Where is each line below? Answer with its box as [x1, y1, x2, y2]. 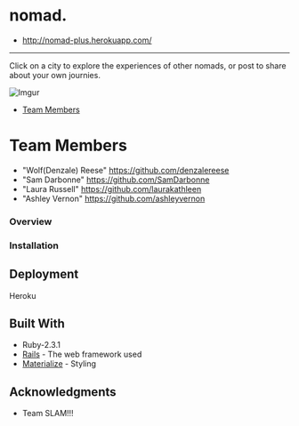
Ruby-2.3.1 [21, 340, 61, 350]
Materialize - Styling [21, 358, 96, 369]
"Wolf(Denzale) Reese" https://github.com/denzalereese [21, 165, 230, 175]
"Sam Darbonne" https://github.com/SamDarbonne [21, 174, 210, 185]
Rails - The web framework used [21, 349, 142, 360]
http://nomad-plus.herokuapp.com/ [21, 35, 152, 45]
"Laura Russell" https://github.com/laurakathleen [21, 183, 202, 194]
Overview [9, 215, 53, 228]
